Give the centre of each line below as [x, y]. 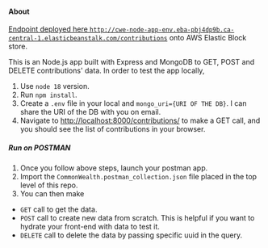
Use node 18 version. [55, 86]
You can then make [52, 194]
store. [18, 46]
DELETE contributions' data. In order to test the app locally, [107, 71]
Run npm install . [49, 95]
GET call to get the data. [59, 209]
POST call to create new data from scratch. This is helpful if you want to [137, 218]
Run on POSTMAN [40, 147]
